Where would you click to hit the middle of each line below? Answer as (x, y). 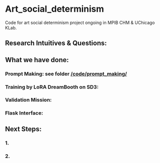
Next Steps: (23, 129)
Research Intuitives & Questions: (56, 43)
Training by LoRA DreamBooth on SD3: (52, 87)
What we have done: (37, 60)
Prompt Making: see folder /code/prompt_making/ (66, 73)
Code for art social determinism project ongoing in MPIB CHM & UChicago (80, 23)
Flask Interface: (24, 113)
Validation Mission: (29, 100)
